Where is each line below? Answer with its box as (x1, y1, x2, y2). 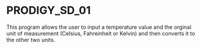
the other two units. (6, 36, 56, 43)
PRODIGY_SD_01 (6, 4, 91, 17)
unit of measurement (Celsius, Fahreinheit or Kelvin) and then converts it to (6, 29, 196, 37)
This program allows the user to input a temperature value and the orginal (6, 23, 191, 31)
